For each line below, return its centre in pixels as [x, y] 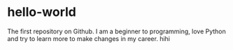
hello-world [42, 12]
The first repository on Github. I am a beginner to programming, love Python [116, 31]
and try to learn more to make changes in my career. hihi [89, 38]
